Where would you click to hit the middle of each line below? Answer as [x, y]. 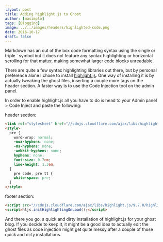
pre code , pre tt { [33, 173]
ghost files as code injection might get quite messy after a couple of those [79, 229]
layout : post [18, 9]
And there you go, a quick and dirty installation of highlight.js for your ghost [81, 219]
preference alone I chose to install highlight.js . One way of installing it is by [80, 75]
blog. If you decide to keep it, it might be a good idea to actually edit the [77, 224]
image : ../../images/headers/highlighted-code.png [57, 28]
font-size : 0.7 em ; [32, 160]
